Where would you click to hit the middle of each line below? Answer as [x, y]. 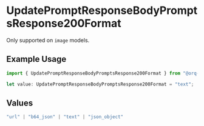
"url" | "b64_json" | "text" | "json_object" [65, 117]
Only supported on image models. [48, 40]
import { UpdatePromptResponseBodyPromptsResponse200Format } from [93, 73]
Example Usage [36, 59]
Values [20, 103]
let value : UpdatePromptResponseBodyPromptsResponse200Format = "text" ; [100, 84]
